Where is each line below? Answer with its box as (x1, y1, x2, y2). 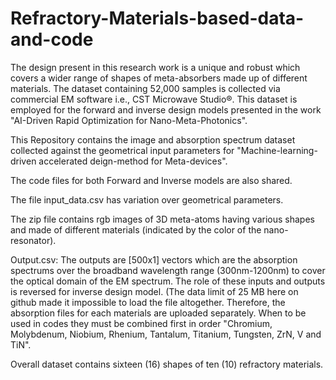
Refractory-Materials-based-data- (10, 7, 305, 30)
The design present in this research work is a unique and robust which (10, 61, 301, 73)
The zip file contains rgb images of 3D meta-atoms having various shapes (10, 213, 315, 225)
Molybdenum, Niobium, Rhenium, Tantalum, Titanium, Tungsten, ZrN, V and (10, 328, 322, 340)
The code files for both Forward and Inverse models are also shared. (10, 174, 293, 186)
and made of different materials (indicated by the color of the (10, 223, 262, 236)
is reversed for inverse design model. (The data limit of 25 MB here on (10, 285, 299, 297)
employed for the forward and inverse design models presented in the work (10, 103, 322, 116)
